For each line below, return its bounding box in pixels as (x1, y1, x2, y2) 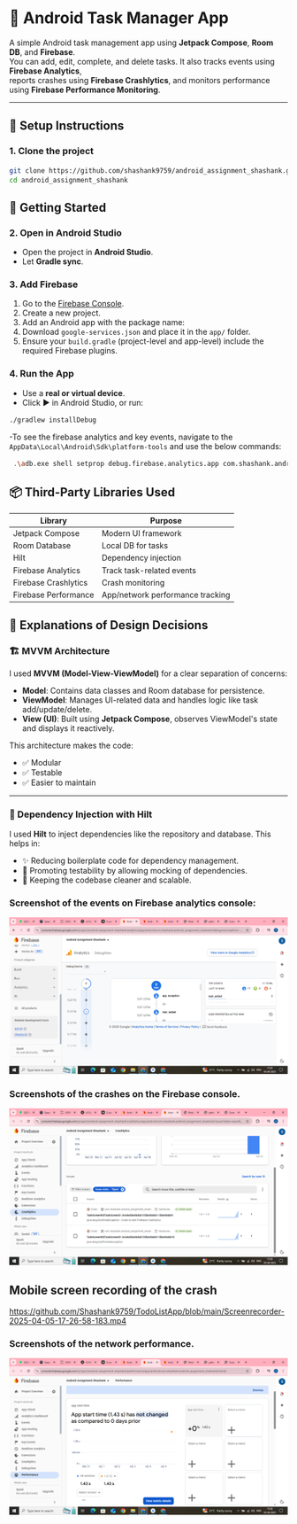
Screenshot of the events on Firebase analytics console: (9, 897, 256, 909)
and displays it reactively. (21, 723, 115, 734)
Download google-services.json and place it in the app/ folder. (21, 327, 251, 338)
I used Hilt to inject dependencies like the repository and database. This (9, 828, 271, 839)
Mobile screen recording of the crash (9, 1282, 217, 1297)
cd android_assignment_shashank (9, 175, 128, 184)
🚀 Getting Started (9, 199, 107, 215)
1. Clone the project (9, 145, 95, 158)
